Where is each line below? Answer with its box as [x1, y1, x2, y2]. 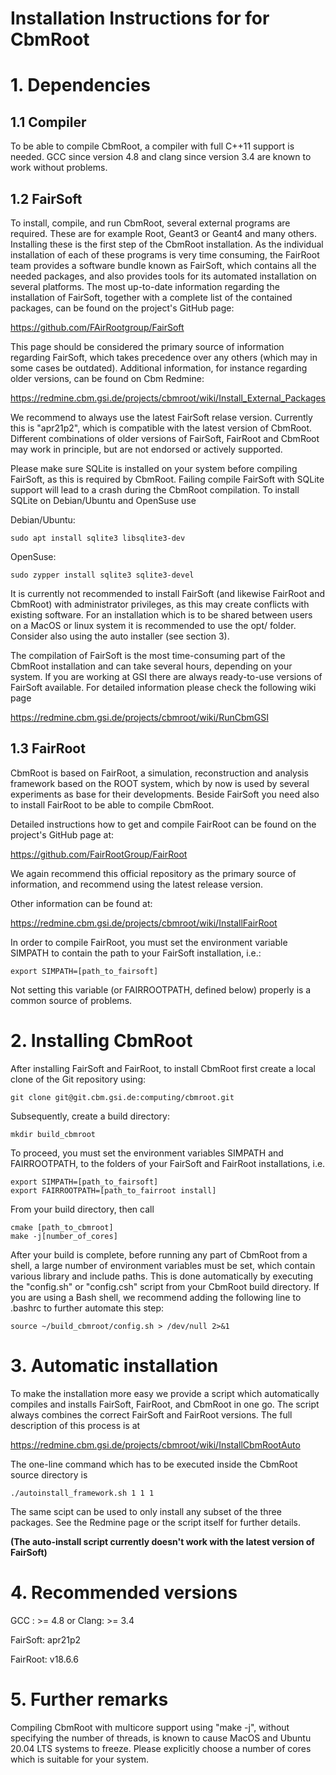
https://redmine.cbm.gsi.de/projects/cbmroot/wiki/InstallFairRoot [10, 917, 278, 929]
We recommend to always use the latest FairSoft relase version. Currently [10, 412, 313, 423]
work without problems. [10, 162, 108, 174]
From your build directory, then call [10, 1203, 155, 1215]
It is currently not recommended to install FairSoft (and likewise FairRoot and [10, 588, 325, 599]
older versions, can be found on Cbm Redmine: [10, 373, 205, 384]
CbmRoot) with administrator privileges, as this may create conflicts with [10, 598, 310, 610]
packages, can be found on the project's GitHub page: [10, 302, 235, 314]
